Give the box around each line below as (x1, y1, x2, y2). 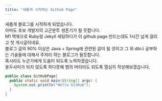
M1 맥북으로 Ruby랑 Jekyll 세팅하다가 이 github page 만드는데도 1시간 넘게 (5, 33, 149, 39)
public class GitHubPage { (5, 74, 58, 79)
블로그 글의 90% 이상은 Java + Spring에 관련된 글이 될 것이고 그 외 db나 (5, 45, 144, 51)
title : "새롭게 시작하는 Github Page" (5, 7, 77, 12)
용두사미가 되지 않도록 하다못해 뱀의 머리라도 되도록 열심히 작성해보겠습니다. (5, 64, 150, 70)
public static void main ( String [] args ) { (9, 78, 97, 83)
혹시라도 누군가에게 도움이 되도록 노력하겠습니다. (5, 58, 98, 63)
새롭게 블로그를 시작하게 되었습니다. (5, 21, 73, 27)
